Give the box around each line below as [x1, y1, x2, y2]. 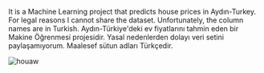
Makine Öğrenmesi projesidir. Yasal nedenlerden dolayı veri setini [8, 32, 225, 42]
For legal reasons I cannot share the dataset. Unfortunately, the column [8, 15, 244, 25]
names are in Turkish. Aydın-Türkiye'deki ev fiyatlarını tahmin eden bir [8, 24, 239, 33]
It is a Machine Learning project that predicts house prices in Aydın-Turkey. [8, 7, 257, 16]
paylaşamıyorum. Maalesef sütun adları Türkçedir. [8, 41, 173, 51]
